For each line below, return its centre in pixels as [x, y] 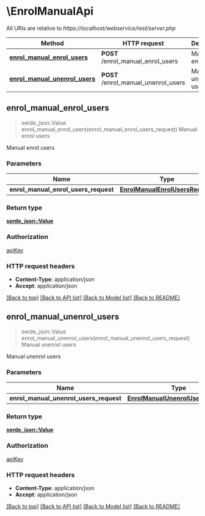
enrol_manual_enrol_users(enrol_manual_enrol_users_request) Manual [109, 129]
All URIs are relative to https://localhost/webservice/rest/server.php [91, 28]
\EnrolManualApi [50, 11]
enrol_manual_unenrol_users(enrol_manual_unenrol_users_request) [106, 338]
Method [52, 43]
